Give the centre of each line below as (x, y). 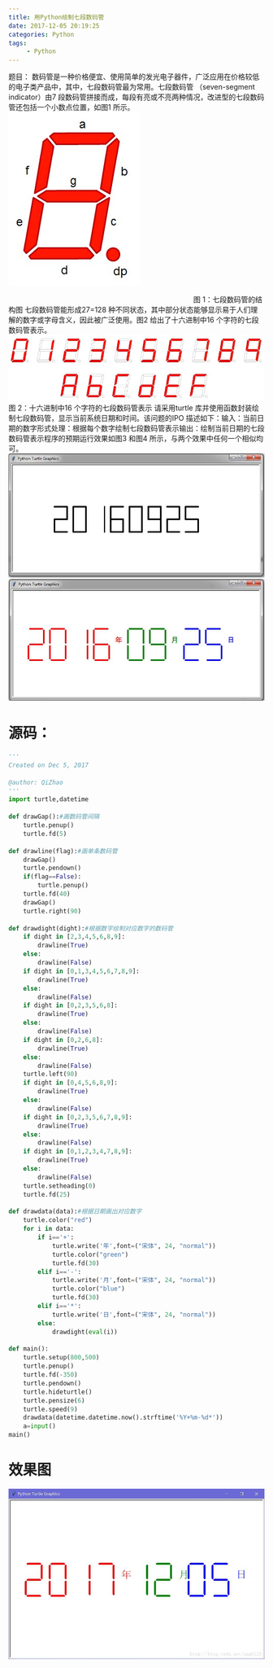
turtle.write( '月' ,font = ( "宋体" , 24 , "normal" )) (134, 1281)
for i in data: (49, 1229)
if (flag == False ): (52, 877)
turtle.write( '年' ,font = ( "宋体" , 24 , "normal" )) (134, 1246)
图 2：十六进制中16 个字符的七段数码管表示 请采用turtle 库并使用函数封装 (130, 408)
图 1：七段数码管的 (224, 300)
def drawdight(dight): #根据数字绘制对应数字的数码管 (91, 928)
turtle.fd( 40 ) (47, 894)
